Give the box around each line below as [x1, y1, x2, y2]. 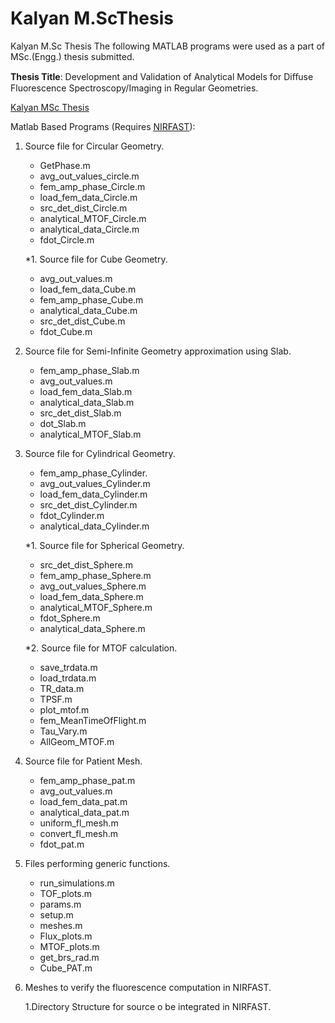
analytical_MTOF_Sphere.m [39, 601, 153, 613]
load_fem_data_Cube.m [39, 283, 137, 295]
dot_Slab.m [39, 417, 87, 429]
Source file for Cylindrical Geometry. [24, 447, 176, 459]
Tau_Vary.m [39, 725, 88, 737]
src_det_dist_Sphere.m [39, 558, 133, 571]
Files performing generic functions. [24, 857, 171, 869]
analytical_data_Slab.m [39, 396, 135, 408]
